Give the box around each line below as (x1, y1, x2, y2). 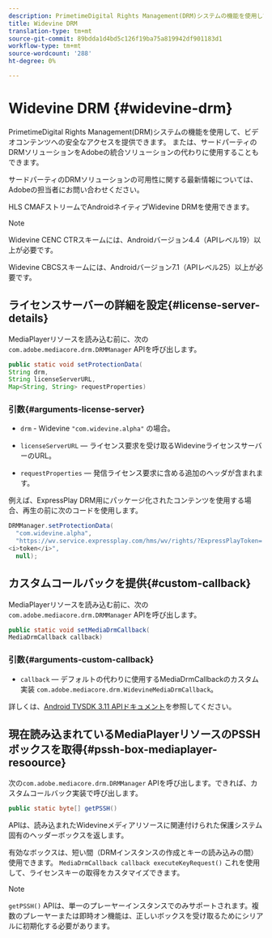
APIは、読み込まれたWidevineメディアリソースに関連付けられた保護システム (8, 820, 263, 830)
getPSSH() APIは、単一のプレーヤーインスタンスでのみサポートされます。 (8, 901, 253, 910)
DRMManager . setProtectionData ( (8, 522, 114, 530)
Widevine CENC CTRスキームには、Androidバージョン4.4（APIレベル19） (8, 234, 254, 244)
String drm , (8, 368, 49, 376)
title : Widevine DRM (8, 19, 79, 28)
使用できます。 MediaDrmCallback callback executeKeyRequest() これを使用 (8, 858, 261, 867)
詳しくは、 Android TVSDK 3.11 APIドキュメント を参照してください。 (8, 701, 236, 711)
